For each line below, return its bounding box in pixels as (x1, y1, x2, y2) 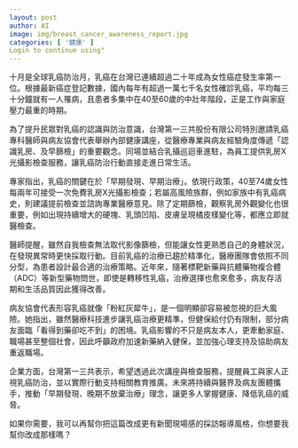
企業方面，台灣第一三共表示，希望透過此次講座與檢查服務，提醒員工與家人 (9, 366, 281, 377)
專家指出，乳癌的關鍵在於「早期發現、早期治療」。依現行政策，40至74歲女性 (9, 176, 289, 187)
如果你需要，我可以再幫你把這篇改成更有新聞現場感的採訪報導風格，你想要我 (9, 419, 289, 429)
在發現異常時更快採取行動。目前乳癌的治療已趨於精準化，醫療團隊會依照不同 (9, 251, 289, 261)
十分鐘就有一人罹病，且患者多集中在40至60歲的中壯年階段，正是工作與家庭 (9, 94, 286, 105)
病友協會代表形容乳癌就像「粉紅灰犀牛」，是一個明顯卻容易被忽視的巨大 (9, 303, 270, 314)
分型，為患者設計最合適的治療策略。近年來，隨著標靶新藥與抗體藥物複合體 (9, 261, 281, 272)
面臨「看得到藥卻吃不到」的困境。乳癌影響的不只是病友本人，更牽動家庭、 (16, 325, 289, 336)
